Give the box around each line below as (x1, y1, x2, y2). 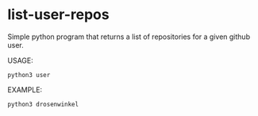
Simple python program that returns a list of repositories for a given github (7, 32, 251, 41)
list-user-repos (7, 6, 110, 24)
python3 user (7, 71, 51, 79)
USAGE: (7, 56, 33, 65)
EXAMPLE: (7, 85, 43, 95)
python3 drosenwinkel (7, 100, 79, 108)
